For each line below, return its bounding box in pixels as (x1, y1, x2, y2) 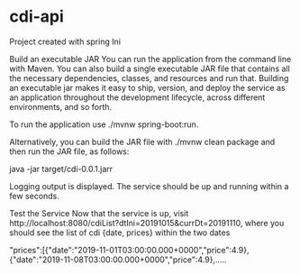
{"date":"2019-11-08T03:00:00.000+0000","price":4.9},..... (9, 254, 227, 265)
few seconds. (9, 190, 60, 201)
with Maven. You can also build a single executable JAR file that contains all (9, 63, 290, 74)
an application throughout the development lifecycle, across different (9, 92, 266, 103)
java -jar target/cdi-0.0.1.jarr (9, 163, 114, 174)
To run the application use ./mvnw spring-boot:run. (9, 119, 199, 130)
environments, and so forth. (9, 101, 113, 112)
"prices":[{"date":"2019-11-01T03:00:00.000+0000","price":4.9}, (9, 244, 250, 255)
